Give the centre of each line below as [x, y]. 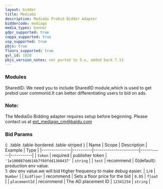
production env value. [27, 166]
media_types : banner [26, 28]
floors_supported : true [29, 51]
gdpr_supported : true [27, 32]
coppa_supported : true [28, 37]
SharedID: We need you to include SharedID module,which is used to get [78, 88]
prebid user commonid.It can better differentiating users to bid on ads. [76, 93]
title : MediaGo [21, 14]
